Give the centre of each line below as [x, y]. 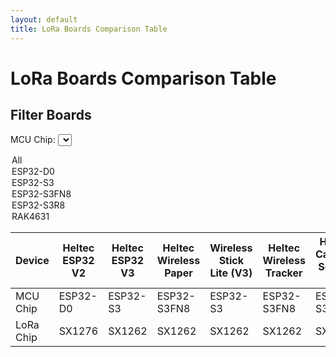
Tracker [283, 273]
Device [32, 260]
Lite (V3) [231, 273]
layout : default [44, 19]
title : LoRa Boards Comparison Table [89, 29]
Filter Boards [51, 115]
